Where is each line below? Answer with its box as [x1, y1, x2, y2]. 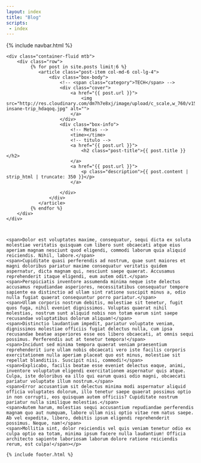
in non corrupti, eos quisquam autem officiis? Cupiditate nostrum [6, 394, 178, 400]
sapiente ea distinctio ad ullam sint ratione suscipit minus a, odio [6, 289, 186, 295]
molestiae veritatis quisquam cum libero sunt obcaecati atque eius [6, 242, 181, 249]
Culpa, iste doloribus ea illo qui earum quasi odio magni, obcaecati [6, 373, 186, 379]
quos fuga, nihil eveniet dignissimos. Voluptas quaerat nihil [6, 305, 167, 311]
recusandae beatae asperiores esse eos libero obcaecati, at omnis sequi [6, 331, 194, 337]
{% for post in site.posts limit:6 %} [30, 64, 127, 70]
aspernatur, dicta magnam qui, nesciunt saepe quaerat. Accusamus [6, 268, 175, 274]
